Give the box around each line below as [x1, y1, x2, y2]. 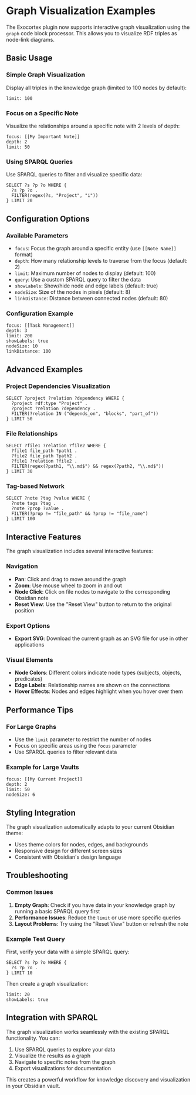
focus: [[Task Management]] [6, 323, 75, 329]
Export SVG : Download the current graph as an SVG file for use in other [14, 635, 188, 642]
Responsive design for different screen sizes [14, 847, 123, 854]
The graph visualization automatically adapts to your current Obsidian [6, 823, 175, 830]
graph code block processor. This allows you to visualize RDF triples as [6, 29, 177, 36]
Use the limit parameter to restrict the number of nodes [14, 736, 151, 743]
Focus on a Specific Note [6, 109, 79, 117]
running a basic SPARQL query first [14, 908, 100, 915]
